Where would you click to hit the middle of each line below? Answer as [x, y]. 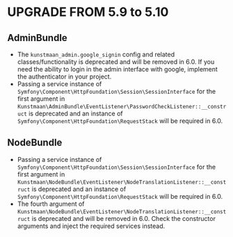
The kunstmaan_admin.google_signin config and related [96, 54]
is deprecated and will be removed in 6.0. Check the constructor [123, 218]
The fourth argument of [51, 204]
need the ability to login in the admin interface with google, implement [117, 69]
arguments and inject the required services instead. [91, 226]
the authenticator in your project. [64, 76]
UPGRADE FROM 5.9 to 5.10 [88, 12]
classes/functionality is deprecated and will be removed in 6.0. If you [116, 62]
